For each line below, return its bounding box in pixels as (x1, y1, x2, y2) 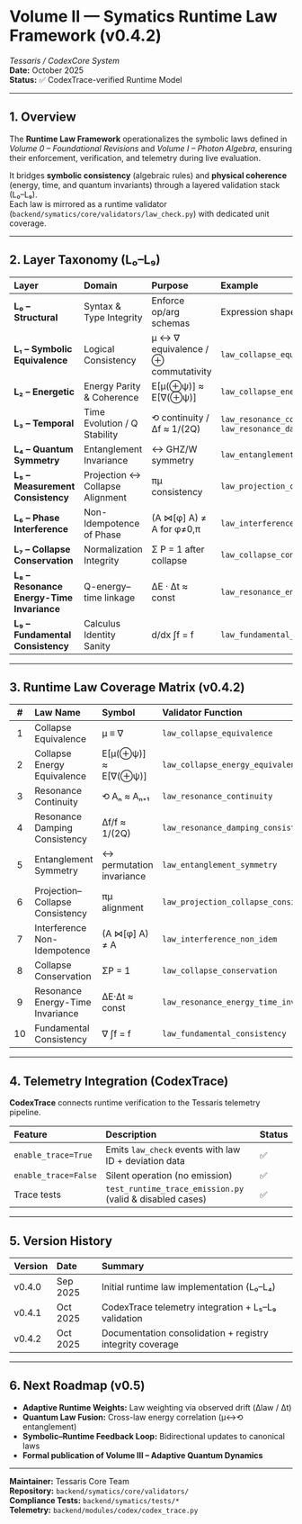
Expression (220, 305, 268, 318)
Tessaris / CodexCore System (9, 55, 120, 66)
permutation (102, 859, 154, 871)
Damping (34, 822, 74, 834)
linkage (104, 591, 136, 604)
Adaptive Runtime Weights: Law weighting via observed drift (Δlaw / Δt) (22, 1402, 292, 1412)
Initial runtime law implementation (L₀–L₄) (102, 1281, 276, 1293)
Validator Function (161, 707, 243, 719)
